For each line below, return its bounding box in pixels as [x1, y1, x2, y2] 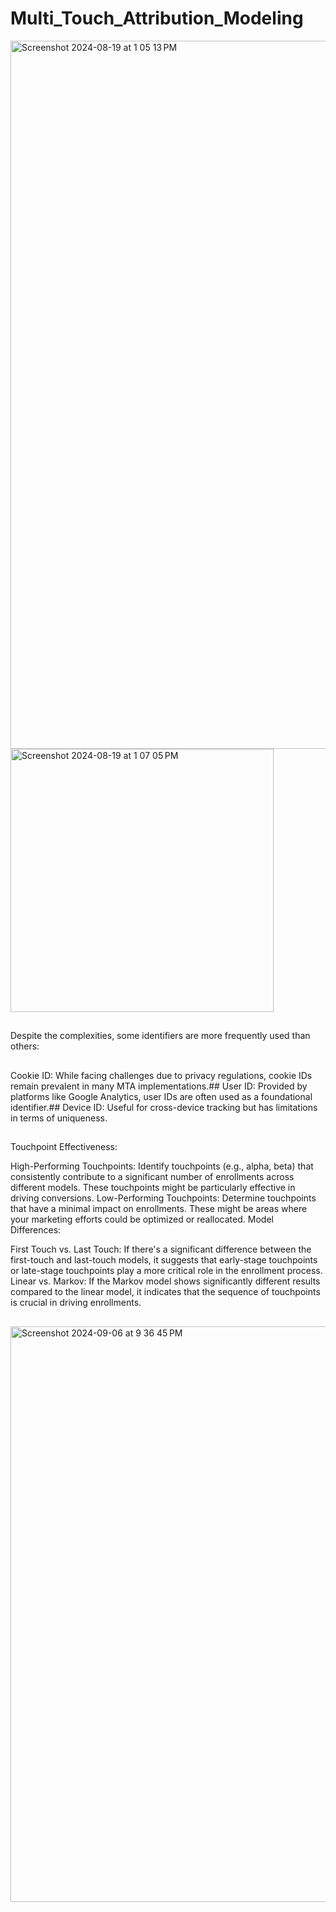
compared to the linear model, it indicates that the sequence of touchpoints [10, 1286, 321, 1298]
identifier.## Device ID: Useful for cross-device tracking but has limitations [10, 1101, 318, 1113]
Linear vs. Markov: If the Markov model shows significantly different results [10, 1275, 321, 1287]
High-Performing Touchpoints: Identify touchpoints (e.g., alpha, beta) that [10, 1160, 314, 1172]
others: [10, 1040, 40, 1052]
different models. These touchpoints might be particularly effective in [10, 1182, 296, 1194]
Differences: [10, 1224, 62, 1236]
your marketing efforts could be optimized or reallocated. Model [10, 1213, 274, 1226]
